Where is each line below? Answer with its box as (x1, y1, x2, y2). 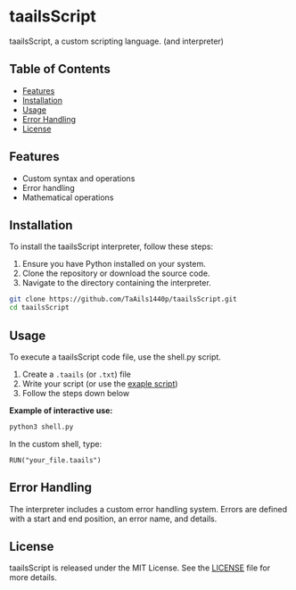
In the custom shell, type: (9, 438, 103, 449)
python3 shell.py (9, 422, 74, 431)
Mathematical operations (21, 192, 114, 203)
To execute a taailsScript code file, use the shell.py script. (9, 351, 221, 362)
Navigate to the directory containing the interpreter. (21, 278, 211, 288)
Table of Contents (9, 62, 111, 77)
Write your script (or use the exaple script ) (21, 378, 178, 389)
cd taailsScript (9, 303, 70, 312)
